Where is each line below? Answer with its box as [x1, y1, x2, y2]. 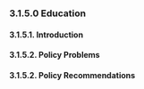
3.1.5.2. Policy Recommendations [9, 69, 136, 80]
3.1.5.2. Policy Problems [9, 50, 100, 61]
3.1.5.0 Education [9, 7, 87, 20]
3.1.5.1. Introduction [9, 29, 83, 40]
